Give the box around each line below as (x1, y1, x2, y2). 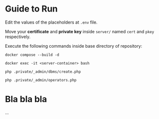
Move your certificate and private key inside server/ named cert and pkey (5, 28, 155, 34)
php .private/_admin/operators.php (5, 78, 77, 82)
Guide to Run (5, 3, 58, 14)
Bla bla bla (5, 94, 47, 105)
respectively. (5, 34, 30, 40)
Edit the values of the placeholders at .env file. (5, 19, 98, 25)
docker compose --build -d (5, 52, 59, 57)
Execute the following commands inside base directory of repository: (5, 43, 143, 49)
